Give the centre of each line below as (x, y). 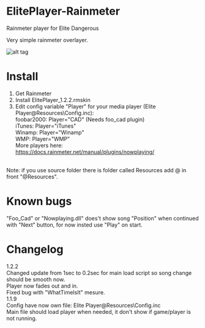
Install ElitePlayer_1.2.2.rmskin (53, 100)
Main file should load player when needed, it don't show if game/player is (99, 312)
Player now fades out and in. (42, 286)
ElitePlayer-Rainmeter (63, 11)
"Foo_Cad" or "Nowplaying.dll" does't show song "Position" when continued (102, 218)
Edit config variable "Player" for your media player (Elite (85, 106)
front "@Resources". (32, 177)
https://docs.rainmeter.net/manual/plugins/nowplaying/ (85, 151)
